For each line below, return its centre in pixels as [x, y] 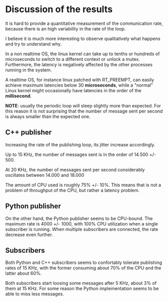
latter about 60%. [24, 273]
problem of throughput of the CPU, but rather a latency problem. [72, 190]
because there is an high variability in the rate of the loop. [65, 28]
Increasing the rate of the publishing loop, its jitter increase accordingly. [80, 144]
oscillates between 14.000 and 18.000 [45, 175]
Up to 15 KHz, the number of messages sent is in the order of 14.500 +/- [81, 154]
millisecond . [19, 96]
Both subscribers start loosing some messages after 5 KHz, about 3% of [81, 283]
